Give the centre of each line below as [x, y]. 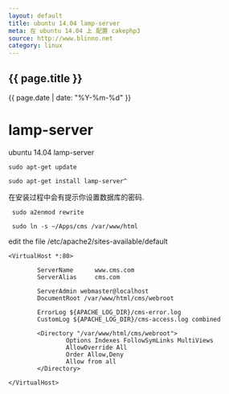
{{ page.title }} [45, 78]
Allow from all [91, 361]
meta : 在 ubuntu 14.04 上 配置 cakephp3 [74, 31]
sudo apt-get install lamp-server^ [68, 181]
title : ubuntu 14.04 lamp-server [64, 23]
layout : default [35, 16]
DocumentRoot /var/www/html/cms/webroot [106, 298]
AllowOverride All [96, 347]
